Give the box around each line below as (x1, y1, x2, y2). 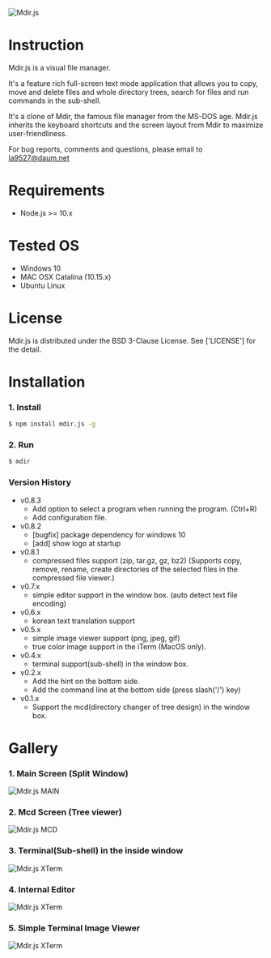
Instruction (8, 36, 84, 54)
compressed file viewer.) (32, 572, 115, 583)
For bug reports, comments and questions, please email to (8, 144, 203, 154)
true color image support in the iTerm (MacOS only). (32, 641, 206, 652)
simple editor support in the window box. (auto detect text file (32, 590, 238, 600)
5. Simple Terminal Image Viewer (8, 922, 140, 934)
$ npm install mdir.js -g (8, 420, 95, 429)
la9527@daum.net (8, 152, 70, 162)
